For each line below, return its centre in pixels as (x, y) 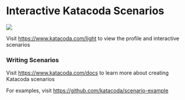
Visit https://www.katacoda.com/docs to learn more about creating (87, 73)
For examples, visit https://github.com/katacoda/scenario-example (87, 91)
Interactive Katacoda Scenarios (85, 11)
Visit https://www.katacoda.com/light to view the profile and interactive (93, 38)
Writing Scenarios (33, 60)
